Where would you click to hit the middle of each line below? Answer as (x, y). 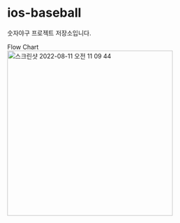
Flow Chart (23, 47)
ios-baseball (44, 13)
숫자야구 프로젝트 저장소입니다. (50, 33)
